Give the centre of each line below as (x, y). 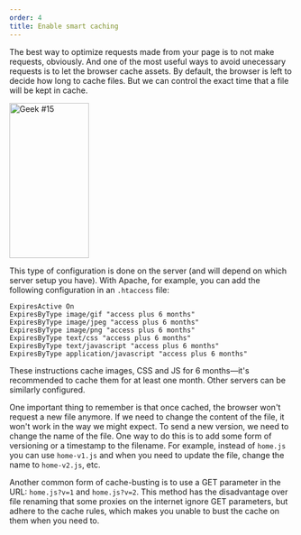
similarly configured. (47, 390)
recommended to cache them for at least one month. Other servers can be (148, 380)
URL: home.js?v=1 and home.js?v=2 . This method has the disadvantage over (149, 492)
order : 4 (26, 18)
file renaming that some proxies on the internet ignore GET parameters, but (149, 501)
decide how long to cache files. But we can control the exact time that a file (149, 80)
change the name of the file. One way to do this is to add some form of (141, 436)
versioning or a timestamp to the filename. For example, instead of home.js (148, 445)
